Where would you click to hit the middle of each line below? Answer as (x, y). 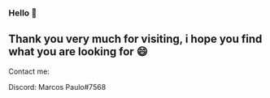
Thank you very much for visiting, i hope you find (135, 39)
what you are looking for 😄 (78, 52)
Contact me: (29, 71)
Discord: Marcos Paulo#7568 (57, 87)
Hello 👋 (23, 13)
